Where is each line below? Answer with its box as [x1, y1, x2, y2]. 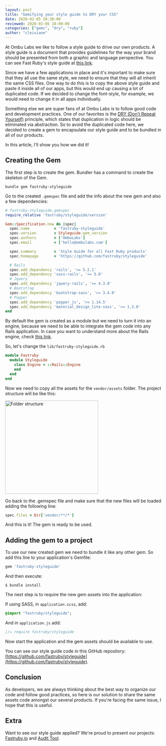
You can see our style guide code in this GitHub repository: [5, 648, 126, 654]
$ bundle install [5, 583, 41, 588]
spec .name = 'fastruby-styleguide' [9, 226, 106, 231]
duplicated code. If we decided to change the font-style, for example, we [5, 91, 155, 97]
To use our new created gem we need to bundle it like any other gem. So [5, 549, 154, 555]
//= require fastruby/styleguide [5, 630, 74, 635]
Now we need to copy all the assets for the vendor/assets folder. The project [5, 385, 162, 391]
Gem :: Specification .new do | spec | [5, 221, 77, 226]
